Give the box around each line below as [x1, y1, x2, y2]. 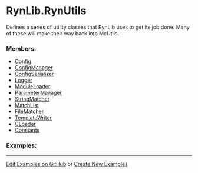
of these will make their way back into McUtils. [6, 29, 120, 36]
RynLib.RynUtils [6, 4, 87, 18]
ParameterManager [14, 89, 62, 97]
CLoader [14, 121, 37, 128]
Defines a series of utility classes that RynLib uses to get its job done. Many [6, 24, 190, 31]
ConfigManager [14, 64, 53, 71]
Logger [14, 76, 32, 84]
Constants [14, 127, 40, 134]
